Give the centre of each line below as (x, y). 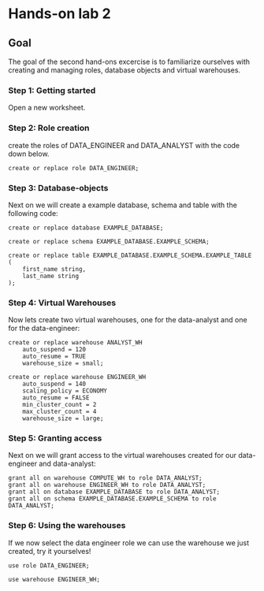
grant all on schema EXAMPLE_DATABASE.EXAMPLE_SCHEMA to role (112, 499)
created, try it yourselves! (50, 551)
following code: (33, 213)
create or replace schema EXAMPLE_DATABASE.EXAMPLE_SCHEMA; (109, 241)
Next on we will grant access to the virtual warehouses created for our (123, 455)
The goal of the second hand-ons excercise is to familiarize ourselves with (129, 61)
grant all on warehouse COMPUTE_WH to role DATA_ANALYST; (105, 478)
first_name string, (54, 269)
